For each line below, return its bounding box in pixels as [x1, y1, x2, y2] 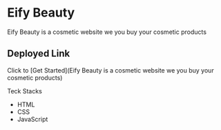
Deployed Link [7, 48, 70, 59]
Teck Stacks [7, 86, 43, 95]
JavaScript [17, 115, 48, 123]
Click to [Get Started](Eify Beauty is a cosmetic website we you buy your [7, 66, 214, 74]
